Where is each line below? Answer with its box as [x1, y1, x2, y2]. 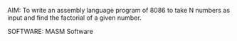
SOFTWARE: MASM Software [7, 28, 94, 35]
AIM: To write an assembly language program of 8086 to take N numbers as [7, 6, 230, 14]
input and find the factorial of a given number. [7, 13, 142, 22]
